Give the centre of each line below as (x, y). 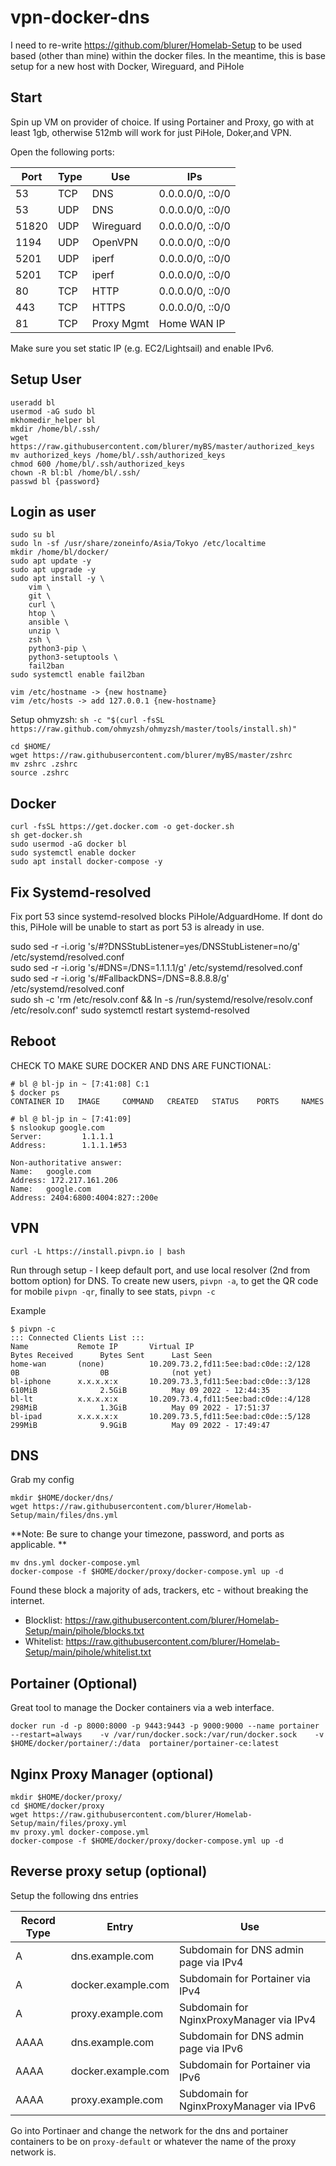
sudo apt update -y (51, 561)
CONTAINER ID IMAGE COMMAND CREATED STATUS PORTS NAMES (167, 1101)
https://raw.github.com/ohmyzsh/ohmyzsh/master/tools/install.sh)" (154, 729)
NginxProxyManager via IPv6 (248, 2106)
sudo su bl (33, 535)
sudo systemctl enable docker (73, 853)
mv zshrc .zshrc (44, 764)
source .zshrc (40, 773)
